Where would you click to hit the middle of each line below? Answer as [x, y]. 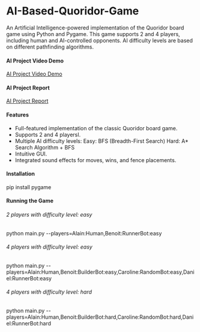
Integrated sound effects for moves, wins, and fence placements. [95, 160]
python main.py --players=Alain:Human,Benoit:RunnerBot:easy [84, 233]
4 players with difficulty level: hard [49, 292]
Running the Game [30, 201]
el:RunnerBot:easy [29, 278]
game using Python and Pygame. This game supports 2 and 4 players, [93, 34]
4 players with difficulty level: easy [50, 247]
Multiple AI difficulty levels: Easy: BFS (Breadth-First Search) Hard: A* [102, 141]
